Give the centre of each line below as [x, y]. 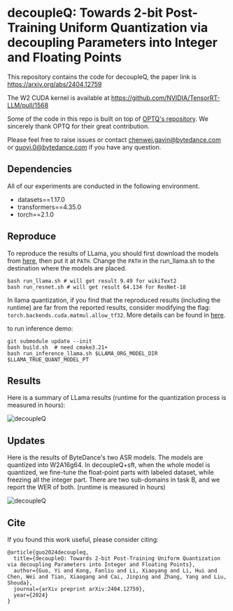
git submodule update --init [50, 341]
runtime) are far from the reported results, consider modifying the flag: [109, 307]
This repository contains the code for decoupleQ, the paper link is [102, 77]
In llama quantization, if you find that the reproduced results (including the [114, 300]
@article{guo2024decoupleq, [48, 552]
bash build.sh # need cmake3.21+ [58, 347]
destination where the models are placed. [67, 268]
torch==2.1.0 [36, 214]
